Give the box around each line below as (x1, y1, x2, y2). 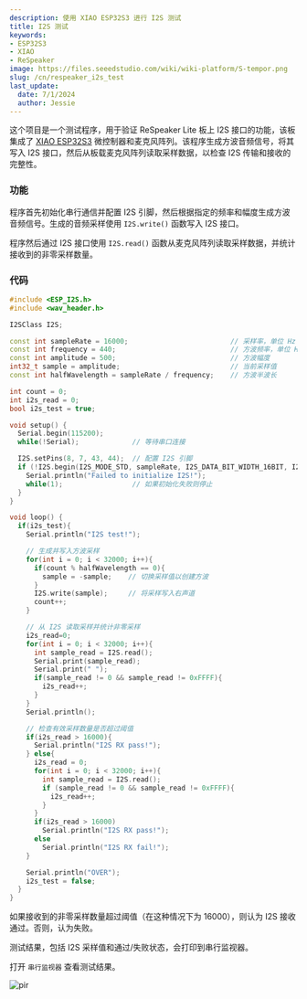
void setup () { (9, 420, 68, 430)
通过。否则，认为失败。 (9, 922, 98, 933)
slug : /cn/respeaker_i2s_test (9, 73, 125, 82)
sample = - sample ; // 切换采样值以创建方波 (42, 572, 209, 581)
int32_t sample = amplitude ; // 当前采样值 (9, 362, 277, 371)
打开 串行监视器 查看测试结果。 (9, 962, 121, 972)
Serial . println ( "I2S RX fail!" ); (42, 843, 170, 852)
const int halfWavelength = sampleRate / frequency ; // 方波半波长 (9, 371, 277, 380)
